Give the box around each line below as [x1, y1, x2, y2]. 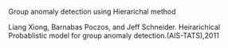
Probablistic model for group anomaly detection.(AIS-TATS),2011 [8, 31, 219, 40]
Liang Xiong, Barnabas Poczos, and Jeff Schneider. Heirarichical [8, 22, 221, 31]
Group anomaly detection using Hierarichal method [8, 7, 176, 16]
